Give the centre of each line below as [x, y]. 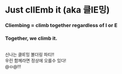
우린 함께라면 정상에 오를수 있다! [36, 60]
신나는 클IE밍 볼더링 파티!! [30, 55]
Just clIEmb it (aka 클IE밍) [57, 10]
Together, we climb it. [31, 38]
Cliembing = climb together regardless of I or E [61, 26]
